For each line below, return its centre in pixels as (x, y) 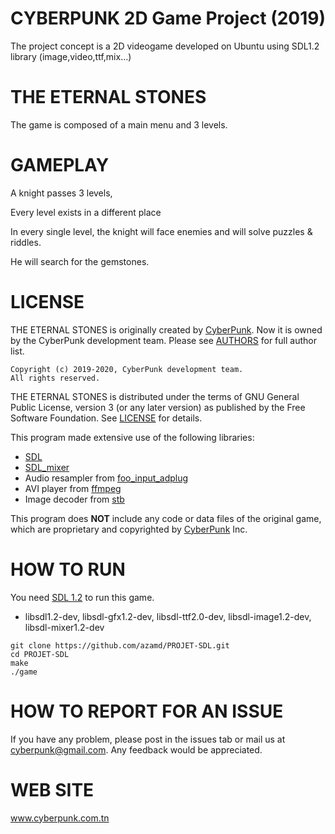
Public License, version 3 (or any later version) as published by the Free (158, 407)
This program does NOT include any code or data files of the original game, (166, 518)
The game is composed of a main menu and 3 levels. (119, 124)
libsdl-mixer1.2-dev (64, 627)
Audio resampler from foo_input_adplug (106, 478)
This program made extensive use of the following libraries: (132, 437)
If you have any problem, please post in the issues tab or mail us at (148, 739)
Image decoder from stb (74, 499)
